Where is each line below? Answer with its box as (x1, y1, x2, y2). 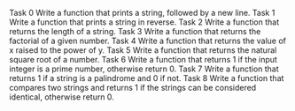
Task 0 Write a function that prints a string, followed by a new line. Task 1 (9, 8, 276, 18)
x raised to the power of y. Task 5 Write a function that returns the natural (9, 45, 277, 55)
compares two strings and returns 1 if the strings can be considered (9, 83, 257, 92)
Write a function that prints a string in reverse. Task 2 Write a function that (9, 17, 280, 27)
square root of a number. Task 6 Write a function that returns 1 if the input (9, 55, 277, 64)
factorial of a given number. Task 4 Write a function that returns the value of (9, 35, 286, 46)
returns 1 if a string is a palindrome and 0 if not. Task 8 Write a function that (9, 73, 284, 83)
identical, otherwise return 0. (9, 92, 115, 102)
